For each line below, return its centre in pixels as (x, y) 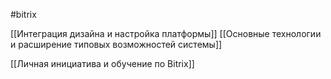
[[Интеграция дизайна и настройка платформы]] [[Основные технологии (166, 33)
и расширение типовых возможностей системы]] (116, 44)
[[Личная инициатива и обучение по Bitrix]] (102, 63)
